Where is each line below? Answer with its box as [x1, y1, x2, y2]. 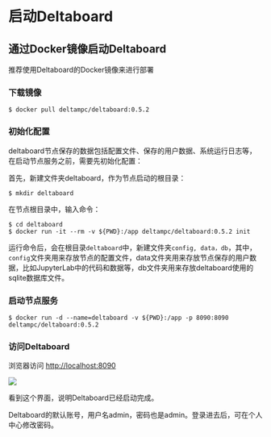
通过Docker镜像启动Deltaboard [8, 42, 167, 56]
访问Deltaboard [8, 340, 70, 352]
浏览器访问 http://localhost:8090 [8, 360, 116, 371]
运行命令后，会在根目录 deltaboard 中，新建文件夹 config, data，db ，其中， [8, 243, 256, 252]
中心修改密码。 [8, 420, 58, 430]
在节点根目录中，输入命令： [8, 204, 101, 214]
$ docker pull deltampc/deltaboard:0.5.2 [8, 106, 150, 114]
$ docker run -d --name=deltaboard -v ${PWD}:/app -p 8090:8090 [8, 314, 229, 322]
